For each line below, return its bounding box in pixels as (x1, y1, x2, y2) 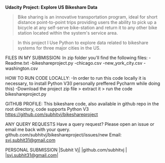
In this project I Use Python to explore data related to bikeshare (17, 40, 148, 46)
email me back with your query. (5, 126, 70, 132)
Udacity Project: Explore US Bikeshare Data (5, 5, 98, 10)
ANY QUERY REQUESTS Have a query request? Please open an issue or (5, 121, 154, 127)
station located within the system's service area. (17, 30, 118, 36)
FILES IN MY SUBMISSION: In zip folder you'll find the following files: (5, 55, 148, 61)
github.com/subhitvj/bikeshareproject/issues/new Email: (5, 132, 122, 137)
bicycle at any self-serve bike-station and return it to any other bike (17, 25, 157, 31)
